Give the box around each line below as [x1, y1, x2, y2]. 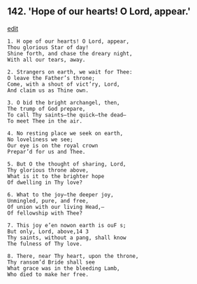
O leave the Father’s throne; [7, 74, 96, 81]
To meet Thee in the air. [7, 117, 82, 125]
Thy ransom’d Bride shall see [7, 259, 96, 266]
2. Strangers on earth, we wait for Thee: [7, 68, 133, 76]
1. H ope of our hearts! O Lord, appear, [7, 38, 130, 45]
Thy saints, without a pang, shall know [7, 234, 127, 241]
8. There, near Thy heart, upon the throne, [7, 252, 139, 259]
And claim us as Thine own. [7, 87, 89, 94]
